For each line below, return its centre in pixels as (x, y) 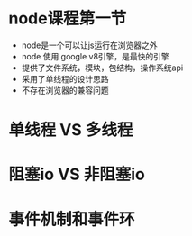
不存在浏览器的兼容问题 (65, 90)
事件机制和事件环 (72, 219)
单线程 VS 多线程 (71, 130)
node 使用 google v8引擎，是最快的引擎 (96, 56)
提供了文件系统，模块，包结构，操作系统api (102, 68)
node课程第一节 (68, 18)
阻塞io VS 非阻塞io (77, 174)
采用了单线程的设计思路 (65, 78)
